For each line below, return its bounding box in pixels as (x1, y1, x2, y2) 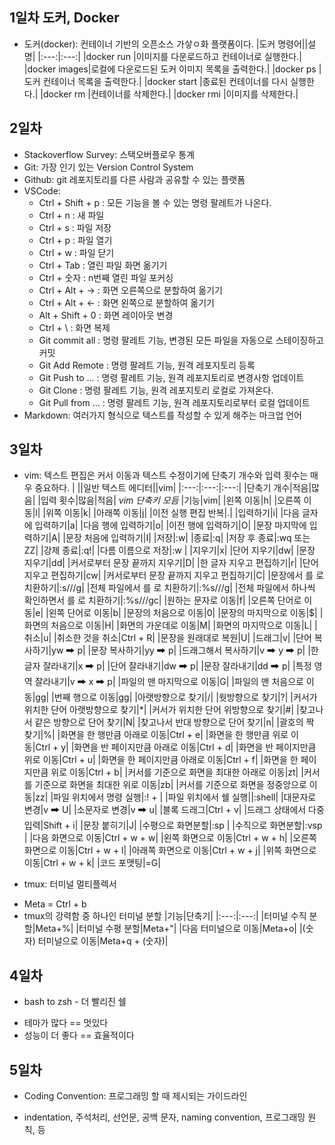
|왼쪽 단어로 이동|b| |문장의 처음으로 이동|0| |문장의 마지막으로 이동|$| (45, 607, 318, 619)
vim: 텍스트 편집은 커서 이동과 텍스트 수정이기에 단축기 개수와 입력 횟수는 (23, 469, 309, 482)
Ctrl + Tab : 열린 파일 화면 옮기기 (38, 259, 168, 271)
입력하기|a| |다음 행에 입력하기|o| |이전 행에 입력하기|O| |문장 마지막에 (34, 519, 307, 532)
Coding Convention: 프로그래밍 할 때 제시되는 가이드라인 (23, 1090, 248, 1102)
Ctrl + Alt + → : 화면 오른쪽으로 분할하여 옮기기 (38, 284, 223, 296)
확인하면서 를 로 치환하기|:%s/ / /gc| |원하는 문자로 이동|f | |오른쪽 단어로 (23, 594, 302, 607)
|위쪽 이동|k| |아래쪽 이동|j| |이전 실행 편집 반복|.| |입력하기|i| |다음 (42, 507, 301, 519)
